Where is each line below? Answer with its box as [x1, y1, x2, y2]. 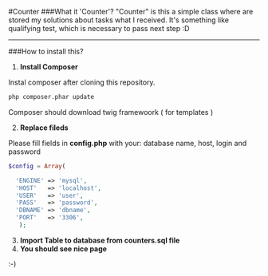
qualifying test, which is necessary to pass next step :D [8, 24, 190, 33]
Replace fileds [19, 123, 69, 132]
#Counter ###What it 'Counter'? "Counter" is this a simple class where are [8, 7, 254, 16]
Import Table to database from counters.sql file [19, 235, 180, 245]
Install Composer [19, 62, 78, 71]
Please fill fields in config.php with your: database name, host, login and [8, 138, 247, 148]
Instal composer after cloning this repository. [8, 77, 156, 87]
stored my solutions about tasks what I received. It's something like [8, 15, 230, 25]
